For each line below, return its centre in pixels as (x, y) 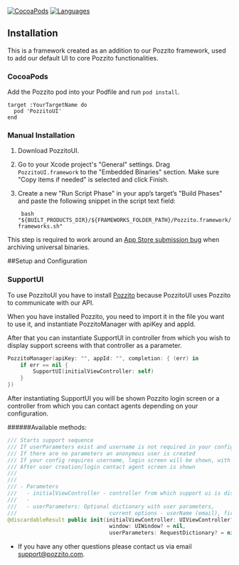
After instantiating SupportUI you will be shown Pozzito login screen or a (113, 398)
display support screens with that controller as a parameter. (95, 345)
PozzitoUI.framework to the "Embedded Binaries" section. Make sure (118, 172)
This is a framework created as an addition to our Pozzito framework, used (117, 51)
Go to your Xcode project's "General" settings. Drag (94, 164)
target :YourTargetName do (47, 105)
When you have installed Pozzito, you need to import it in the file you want (116, 316)
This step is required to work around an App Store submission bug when (113, 240)
